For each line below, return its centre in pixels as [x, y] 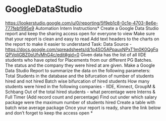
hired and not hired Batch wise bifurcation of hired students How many [77, 81]
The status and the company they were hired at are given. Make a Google [80, 65]
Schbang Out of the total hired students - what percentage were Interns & [80, 92]
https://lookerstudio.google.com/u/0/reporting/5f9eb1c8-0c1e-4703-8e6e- [82, 23]
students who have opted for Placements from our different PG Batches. [79, 60]
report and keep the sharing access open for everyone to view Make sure [80, 33]
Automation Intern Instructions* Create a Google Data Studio [97, 28]
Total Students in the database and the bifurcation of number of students [80, 76]
